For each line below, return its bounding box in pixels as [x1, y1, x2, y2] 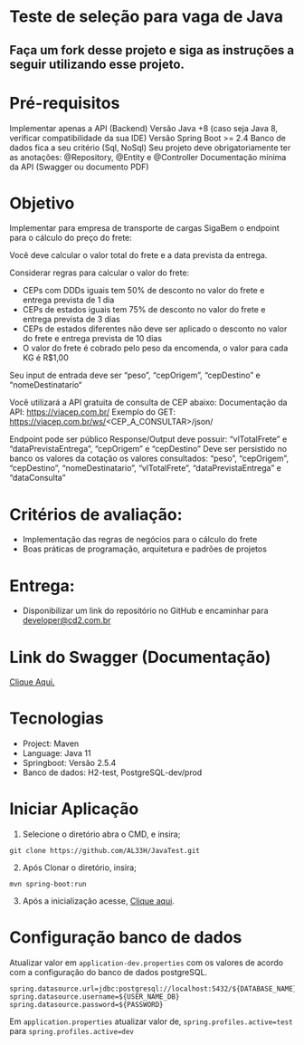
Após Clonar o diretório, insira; [22, 862, 138, 873]
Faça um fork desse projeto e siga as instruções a [9, 43, 295, 58]
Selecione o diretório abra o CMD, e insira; [22, 829, 181, 839]
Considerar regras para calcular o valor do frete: [9, 267, 190, 278]
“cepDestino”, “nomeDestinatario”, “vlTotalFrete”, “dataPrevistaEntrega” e [9, 463, 282, 474]
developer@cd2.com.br [22, 615, 111, 626]
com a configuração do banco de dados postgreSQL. [9, 967, 208, 978]
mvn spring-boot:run [9, 880, 88, 889]
